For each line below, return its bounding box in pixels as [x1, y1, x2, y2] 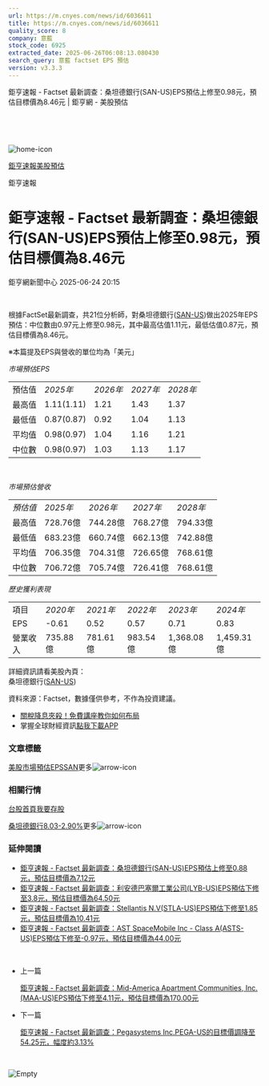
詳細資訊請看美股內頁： [8, 666, 86, 676]
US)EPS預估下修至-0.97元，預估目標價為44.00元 [19, 933, 182, 943]
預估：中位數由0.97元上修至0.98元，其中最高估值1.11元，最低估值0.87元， [8, 319, 252, 329]
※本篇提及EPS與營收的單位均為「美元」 [8, 347, 139, 356]
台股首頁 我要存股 [8, 804, 65, 814]
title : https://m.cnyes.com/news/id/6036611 [8, 19, 159, 27]
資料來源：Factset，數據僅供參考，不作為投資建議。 [8, 693, 180, 703]
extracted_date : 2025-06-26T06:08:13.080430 [8, 49, 159, 57]
